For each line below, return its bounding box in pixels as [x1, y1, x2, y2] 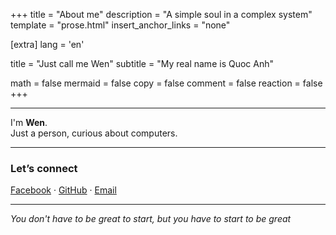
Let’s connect [10, 161, 78, 175]
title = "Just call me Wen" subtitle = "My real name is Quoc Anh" [10, 58, 274, 69]
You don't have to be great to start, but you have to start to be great [10, 213, 292, 225]
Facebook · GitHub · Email [10, 184, 117, 196]
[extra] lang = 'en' [10, 39, 85, 50]
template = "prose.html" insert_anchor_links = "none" [10, 19, 231, 31]
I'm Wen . [10, 117, 48, 128]
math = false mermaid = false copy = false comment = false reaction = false [10, 77, 323, 89]
